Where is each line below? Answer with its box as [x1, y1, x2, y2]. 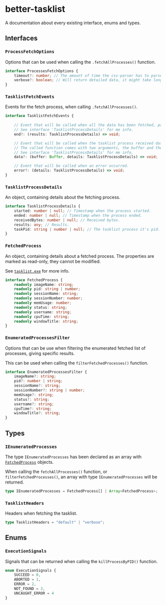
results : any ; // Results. [14, 222, 70, 227]
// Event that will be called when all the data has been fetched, [14, 122, 156, 128]
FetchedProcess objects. [5, 459, 54, 465]
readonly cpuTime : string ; [14, 314, 70, 319]
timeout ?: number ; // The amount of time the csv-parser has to [14, 73, 149, 78]
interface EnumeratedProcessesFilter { [5, 369, 87, 374]
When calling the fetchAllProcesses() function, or [5, 468, 108, 475]
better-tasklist [5, 3, 66, 15]
